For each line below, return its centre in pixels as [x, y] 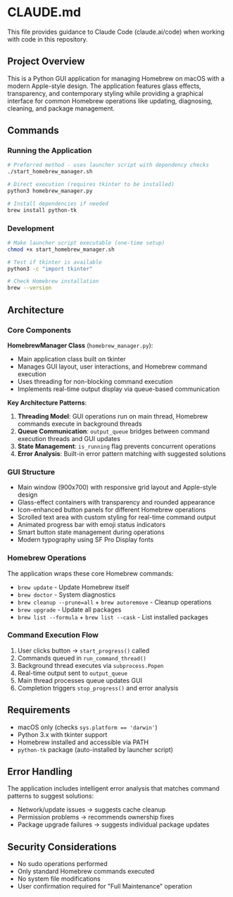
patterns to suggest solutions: [51, 796]
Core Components [39, 330]
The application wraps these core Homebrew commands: [90, 573]
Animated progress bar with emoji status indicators [92, 525]
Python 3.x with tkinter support [62, 734]
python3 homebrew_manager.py [50, 191]
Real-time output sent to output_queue [73, 673]
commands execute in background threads [80, 423]
